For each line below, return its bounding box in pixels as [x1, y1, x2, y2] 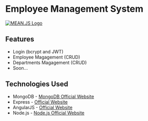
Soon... [12, 65, 28, 71]
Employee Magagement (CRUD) [12, 54, 80, 60]
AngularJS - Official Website [12, 104, 73, 110]
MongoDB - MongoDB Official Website [12, 93, 94, 99]
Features [5, 35, 34, 44]
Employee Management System [5, 3, 143, 15]
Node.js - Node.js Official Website [12, 110, 84, 116]
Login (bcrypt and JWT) [12, 48, 64, 54]
